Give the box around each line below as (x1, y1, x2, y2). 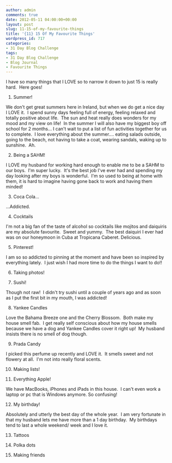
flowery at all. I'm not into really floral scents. (6, 356, 102, 363)
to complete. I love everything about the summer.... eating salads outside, (6, 131, 161, 137)
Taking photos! (13, 269, 45, 276)
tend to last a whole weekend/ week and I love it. (6, 422, 109, 428)
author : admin (6, 7, 36, 13)
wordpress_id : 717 (6, 36, 45, 41)
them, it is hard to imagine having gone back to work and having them (6, 178, 153, 184)
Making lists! (13, 366, 40, 372)
